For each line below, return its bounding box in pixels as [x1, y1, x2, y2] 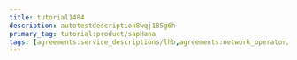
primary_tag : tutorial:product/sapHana [9, 29, 156, 38]
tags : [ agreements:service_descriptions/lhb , [9, 37, 179, 47]
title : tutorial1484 [9, 12, 86, 22]
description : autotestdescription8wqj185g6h [9, 21, 176, 30]
